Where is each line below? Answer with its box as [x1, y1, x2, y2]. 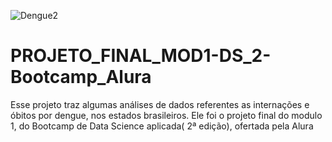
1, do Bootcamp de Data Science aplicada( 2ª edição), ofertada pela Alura [10, 120, 314, 132]
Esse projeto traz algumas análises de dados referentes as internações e [10, 98, 310, 110]
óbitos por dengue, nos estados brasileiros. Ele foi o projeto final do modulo [10, 109, 323, 121]
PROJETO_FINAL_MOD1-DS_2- [10, 45, 272, 67]
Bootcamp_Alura [10, 66, 152, 89]
